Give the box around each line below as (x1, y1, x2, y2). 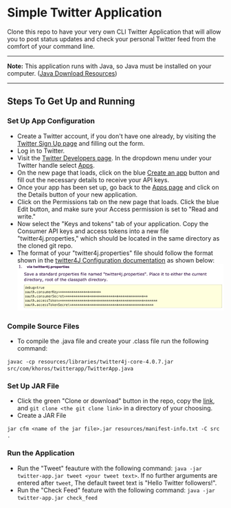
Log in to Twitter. (16, 146, 65, 155)
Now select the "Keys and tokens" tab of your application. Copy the (16, 219, 209, 228)
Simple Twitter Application (7, 5, 162, 21)
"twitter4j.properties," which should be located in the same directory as (16, 234, 220, 242)
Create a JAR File (16, 411, 67, 420)
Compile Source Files (7, 321, 80, 331)
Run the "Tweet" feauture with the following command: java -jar (16, 464, 203, 472)
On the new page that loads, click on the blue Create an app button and (16, 168, 220, 177)
